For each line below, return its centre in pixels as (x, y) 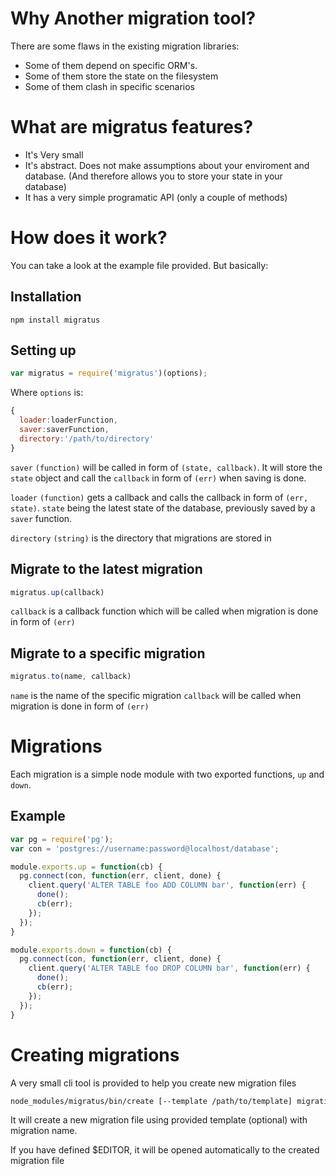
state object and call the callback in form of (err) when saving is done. (158, 478)
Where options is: (47, 393)
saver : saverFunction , (64, 430)
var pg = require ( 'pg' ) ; (62, 839)
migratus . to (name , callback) (71, 677)
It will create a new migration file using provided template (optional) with (159, 1120)
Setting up (43, 350)
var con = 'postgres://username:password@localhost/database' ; (145, 848)
